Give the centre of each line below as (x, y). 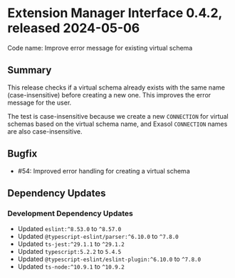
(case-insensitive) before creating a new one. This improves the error (109, 95)
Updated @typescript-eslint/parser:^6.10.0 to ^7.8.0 (98, 237)
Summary (30, 70)
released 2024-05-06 (74, 28)
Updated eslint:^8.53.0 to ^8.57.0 (69, 229)
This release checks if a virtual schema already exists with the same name (116, 87)
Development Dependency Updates (70, 213)
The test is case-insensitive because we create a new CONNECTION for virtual (118, 116)
